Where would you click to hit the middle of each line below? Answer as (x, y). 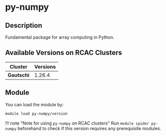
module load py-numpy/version (37, 113)
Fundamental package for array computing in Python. (60, 37)
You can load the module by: (34, 104)
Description (24, 25)
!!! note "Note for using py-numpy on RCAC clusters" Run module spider (77, 123)
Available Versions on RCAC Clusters (64, 53)
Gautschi (19, 75)
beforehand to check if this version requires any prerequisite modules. (89, 128)
